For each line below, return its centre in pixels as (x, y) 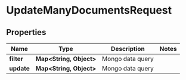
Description (128, 49)
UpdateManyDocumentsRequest (89, 10)
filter (16, 59)
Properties (26, 32)
